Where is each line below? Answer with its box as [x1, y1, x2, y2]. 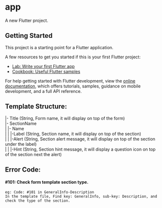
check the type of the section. [5, 198, 70, 203]
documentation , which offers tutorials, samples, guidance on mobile [5, 83, 141, 89]
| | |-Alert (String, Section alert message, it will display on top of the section [5, 136, 156, 142]
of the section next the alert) [5, 151, 62, 157]
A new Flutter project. [5, 17, 49, 23]
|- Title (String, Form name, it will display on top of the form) [5, 115, 125, 121]
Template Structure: [5, 103, 67, 111]
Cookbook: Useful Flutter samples [12, 69, 81, 74]
